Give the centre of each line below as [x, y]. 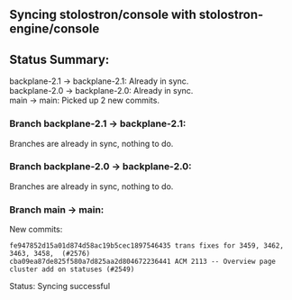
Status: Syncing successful [60, 286]
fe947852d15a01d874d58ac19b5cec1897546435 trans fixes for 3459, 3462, [146, 246]
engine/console [55, 29]
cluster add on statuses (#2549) [72, 269]
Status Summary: [59, 59]
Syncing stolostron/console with [103, 15]
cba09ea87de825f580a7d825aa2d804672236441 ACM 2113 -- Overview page [143, 262]
